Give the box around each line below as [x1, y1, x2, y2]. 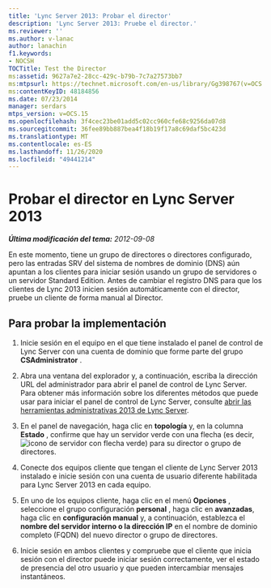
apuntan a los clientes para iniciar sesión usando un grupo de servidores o [8, 267, 257, 277]
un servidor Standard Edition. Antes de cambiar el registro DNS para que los [8, 276, 262, 285]
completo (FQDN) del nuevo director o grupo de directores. [19, 530, 218, 539]
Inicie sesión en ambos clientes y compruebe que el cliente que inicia [19, 546, 252, 556]
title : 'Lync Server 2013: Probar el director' [8, 11, 172, 20]
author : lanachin [8, 42, 67, 50]
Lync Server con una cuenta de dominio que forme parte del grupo [19, 346, 243, 356]
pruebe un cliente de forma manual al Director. [8, 293, 163, 303]
